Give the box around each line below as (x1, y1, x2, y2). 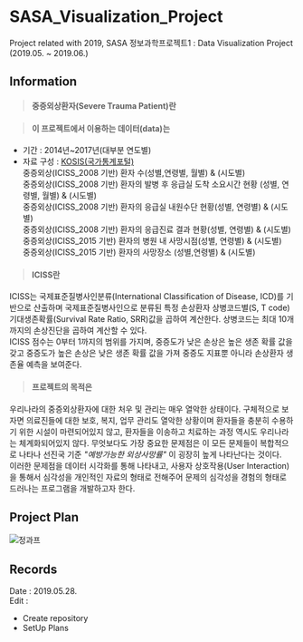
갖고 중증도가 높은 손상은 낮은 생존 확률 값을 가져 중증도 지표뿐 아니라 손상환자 (9, 347, 285, 359)
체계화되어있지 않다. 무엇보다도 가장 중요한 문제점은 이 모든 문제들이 (18, 437, 258, 448)
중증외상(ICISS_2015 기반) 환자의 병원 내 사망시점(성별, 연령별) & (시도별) (22, 236, 282, 247)
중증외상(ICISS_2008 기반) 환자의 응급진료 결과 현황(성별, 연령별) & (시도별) (22, 224, 291, 235)
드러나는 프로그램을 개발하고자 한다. (9, 482, 136, 493)
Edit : (9, 596, 29, 607)
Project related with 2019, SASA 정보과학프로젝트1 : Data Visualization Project (9, 37, 294, 48)
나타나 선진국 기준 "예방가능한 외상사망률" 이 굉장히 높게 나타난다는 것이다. (18, 449, 282, 460)
